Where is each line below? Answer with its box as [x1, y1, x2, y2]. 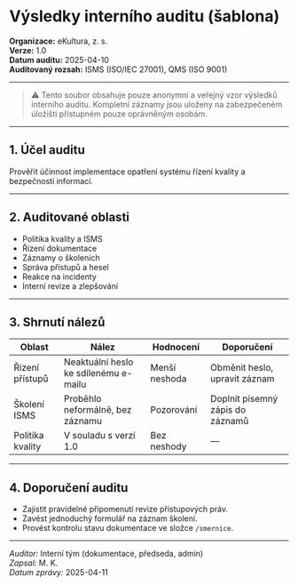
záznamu [63, 415, 103, 428]
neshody [150, 440, 187, 453]
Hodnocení [152, 341, 200, 353]
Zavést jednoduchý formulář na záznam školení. [21, 513, 198, 524]
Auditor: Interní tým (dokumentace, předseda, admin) [9, 549, 204, 559]
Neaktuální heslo [63, 356, 134, 368]
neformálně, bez [63, 404, 132, 416]
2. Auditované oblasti [9, 210, 130, 225]
